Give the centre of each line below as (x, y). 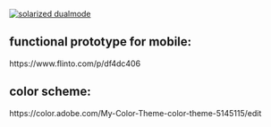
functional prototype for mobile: (101, 42)
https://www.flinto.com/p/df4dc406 (75, 63)
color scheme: (50, 92)
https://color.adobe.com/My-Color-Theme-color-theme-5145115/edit (135, 113)
